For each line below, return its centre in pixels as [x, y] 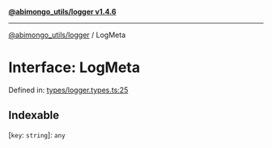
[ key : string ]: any [37, 135]
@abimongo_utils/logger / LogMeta [67, 35]
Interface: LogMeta [74, 68]
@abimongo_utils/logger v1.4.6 [62, 12]
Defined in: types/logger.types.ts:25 [68, 90]
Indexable [34, 115]
